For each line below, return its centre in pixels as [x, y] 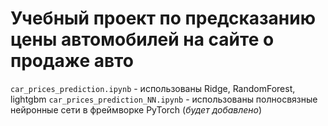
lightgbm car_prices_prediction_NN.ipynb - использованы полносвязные [164, 99]
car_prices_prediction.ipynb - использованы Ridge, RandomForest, [153, 88]
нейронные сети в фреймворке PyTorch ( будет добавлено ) [136, 109]
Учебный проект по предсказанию [163, 18]
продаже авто [72, 61]
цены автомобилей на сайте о [142, 39]
